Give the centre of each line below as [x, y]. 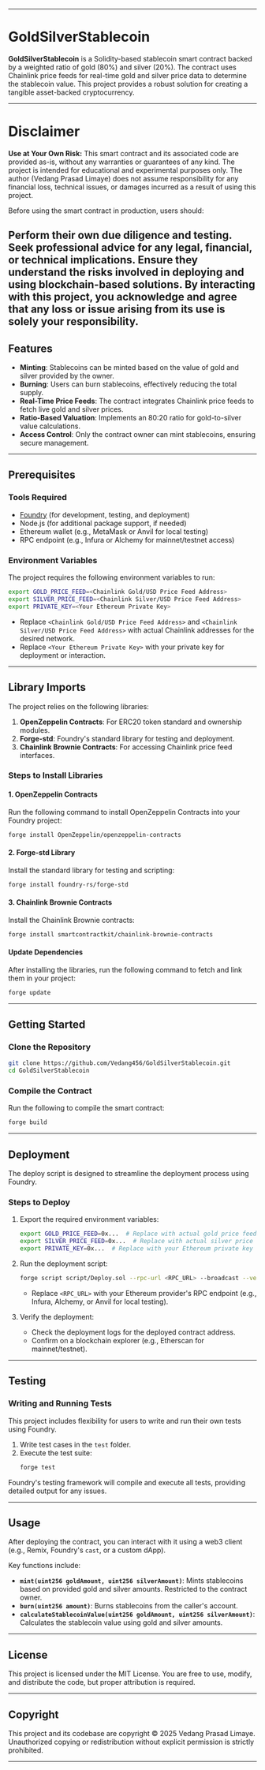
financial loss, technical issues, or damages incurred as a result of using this [132, 187]
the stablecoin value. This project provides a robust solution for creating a [128, 84]
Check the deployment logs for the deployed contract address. [133, 1332]
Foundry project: [35, 820]
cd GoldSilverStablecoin [49, 1071]
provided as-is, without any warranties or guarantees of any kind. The [121, 162]
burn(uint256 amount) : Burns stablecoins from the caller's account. [129, 1606]
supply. [32, 393]
